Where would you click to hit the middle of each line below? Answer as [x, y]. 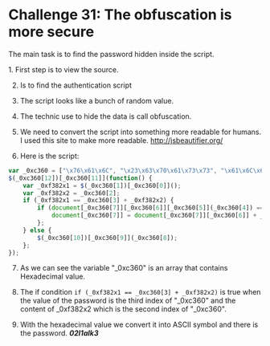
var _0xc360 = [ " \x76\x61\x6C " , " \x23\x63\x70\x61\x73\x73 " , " [117, 170]
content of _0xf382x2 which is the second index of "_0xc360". [123, 309]
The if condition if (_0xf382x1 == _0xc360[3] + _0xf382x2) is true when [140, 292]
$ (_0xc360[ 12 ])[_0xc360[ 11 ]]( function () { [80, 178]
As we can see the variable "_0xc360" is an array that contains [124, 268]
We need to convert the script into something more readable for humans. [141, 132]
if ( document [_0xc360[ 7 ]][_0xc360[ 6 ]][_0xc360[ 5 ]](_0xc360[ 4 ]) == [151, 208]
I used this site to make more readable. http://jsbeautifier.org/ [121, 140]
